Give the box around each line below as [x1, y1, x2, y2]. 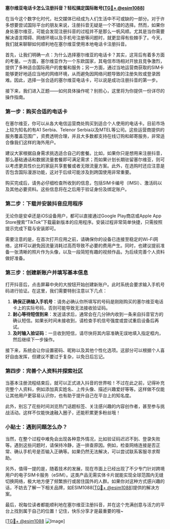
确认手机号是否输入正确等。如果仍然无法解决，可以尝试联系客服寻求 [14, 449, 156, 455]
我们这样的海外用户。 [14, 139, 59, 146]
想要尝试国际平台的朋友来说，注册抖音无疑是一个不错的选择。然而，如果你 [9, 22, 165, 28]
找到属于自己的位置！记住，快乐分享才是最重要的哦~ [14, 508, 124, 514]
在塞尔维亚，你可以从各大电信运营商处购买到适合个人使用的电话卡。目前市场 [5, 120, 165, 127]
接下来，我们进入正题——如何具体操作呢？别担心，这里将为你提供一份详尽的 [5, 88, 165, 94]
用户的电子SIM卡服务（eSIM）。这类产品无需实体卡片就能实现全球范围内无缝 [5, 472, 163, 478]
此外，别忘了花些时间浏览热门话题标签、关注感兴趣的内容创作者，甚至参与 [5, 403, 160, 410]
